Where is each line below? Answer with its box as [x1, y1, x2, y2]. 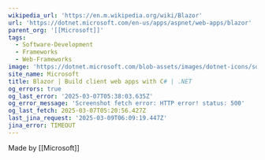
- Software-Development [15, 41, 93, 49]
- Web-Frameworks [15, 56, 73, 64]
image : [8, 63, 30, 71]
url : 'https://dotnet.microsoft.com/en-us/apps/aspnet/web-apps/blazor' [8, 19, 252, 27]
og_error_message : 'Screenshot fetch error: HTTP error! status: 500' [8, 99, 245, 107]
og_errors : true [8, 84, 62, 93]
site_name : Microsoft [8, 70, 80, 78]
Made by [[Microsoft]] [8, 143, 80, 152]
